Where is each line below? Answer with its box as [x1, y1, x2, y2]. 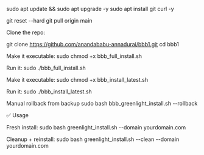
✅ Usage [6, 112, 29, 118]
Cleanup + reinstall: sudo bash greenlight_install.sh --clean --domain [6, 135, 180, 143]
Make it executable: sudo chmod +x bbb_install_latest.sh [6, 76, 148, 83]
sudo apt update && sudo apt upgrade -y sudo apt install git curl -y [6, 5, 175, 12]
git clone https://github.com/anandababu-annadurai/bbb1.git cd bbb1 [6, 41, 180, 48]
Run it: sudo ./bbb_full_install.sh [6, 64, 86, 71]
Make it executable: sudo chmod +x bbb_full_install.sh [6, 52, 142, 60]
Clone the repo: [6, 29, 46, 36]
